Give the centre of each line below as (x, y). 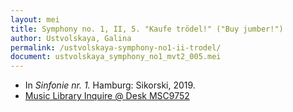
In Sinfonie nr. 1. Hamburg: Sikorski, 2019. (110, 85)
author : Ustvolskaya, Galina (71, 38)
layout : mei (35, 19)
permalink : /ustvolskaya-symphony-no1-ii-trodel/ (116, 47)
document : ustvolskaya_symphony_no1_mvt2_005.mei (116, 57)
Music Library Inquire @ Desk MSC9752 (107, 96)
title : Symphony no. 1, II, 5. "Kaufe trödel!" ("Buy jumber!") (147, 29)
